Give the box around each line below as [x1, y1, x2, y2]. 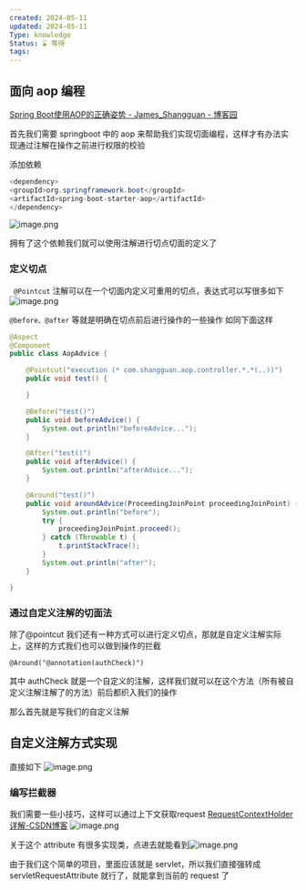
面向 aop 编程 [9, 83, 86, 98]
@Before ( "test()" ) [25, 407, 96, 416]
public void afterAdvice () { [25, 457, 137, 467]
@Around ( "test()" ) [25, 491, 96, 500]
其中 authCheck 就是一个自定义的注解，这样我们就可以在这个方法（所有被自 [9, 675, 294, 686]
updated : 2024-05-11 [9, 22, 88, 31]
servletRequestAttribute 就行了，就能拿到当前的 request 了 [9, 870, 229, 881]
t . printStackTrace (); [57, 541, 141, 551]
